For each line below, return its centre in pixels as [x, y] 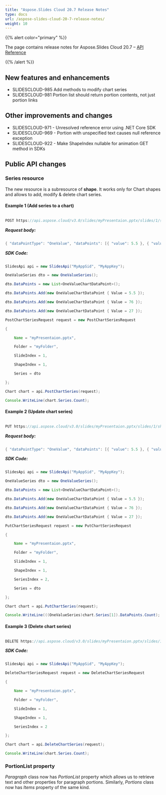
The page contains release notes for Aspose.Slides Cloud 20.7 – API [75, 47]
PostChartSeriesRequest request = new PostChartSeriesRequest [70, 320]
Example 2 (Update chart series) [39, 412]
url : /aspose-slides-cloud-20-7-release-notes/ [55, 19]
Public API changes [36, 164]
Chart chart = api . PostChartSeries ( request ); [53, 391]
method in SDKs [29, 149]
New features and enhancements [58, 78]
